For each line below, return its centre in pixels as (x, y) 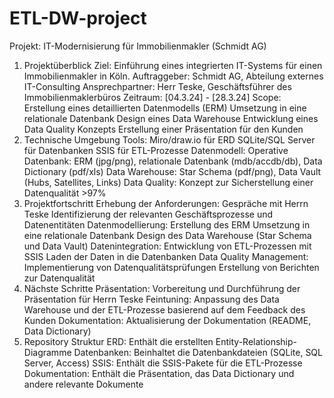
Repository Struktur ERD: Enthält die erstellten (118, 341)
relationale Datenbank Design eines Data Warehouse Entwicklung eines (171, 118)
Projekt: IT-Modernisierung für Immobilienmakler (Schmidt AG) (138, 46)
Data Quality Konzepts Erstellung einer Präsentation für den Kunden (163, 129)
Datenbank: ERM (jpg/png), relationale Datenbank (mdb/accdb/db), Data (173, 161)
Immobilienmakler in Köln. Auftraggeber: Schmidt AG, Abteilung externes (173, 76)
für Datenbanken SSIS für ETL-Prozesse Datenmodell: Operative (156, 150)
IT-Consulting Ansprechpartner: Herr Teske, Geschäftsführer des (157, 86)
